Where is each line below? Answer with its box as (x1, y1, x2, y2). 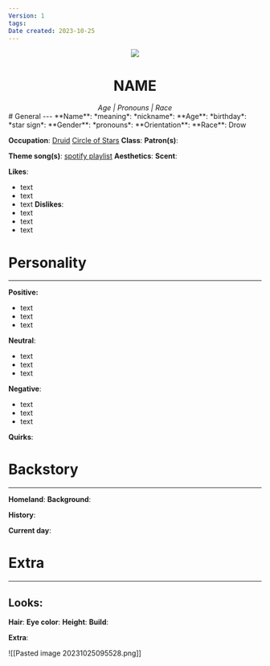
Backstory (8, 460, 79, 479)
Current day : (8, 526, 51, 536)
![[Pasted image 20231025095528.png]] (8, 648, 142, 658)
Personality (8, 253, 87, 272)
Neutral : (8, 335, 36, 346)
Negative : (8, 384, 42, 394)
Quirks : (8, 432, 34, 442)
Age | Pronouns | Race (97, 103, 173, 113)
